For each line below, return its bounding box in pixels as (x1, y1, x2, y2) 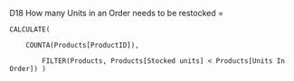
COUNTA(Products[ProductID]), (25, 40, 140, 49)
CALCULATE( (9, 25, 51, 34)
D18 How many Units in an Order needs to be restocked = (9, 8, 224, 18)
